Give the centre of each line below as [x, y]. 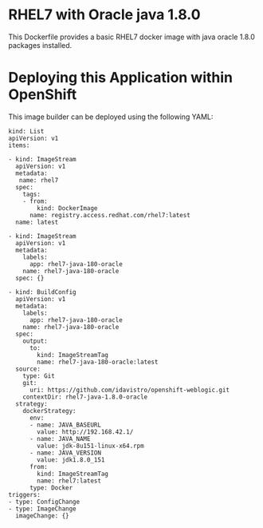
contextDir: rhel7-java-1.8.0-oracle [85, 397]
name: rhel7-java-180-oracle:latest [98, 362]
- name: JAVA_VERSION [65, 453]
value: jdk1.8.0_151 [71, 460]
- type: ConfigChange [44, 502]
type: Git [39, 376]
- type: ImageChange [43, 509]
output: [35, 341]
